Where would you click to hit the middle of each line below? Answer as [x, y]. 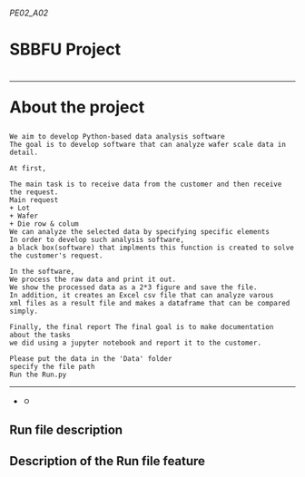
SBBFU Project [65, 49]
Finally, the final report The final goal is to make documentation [142, 326]
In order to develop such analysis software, [97, 239]
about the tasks [40, 335]
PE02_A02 [29, 13]
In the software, [42, 271]
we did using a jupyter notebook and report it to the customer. [135, 343]
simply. [24, 311]
